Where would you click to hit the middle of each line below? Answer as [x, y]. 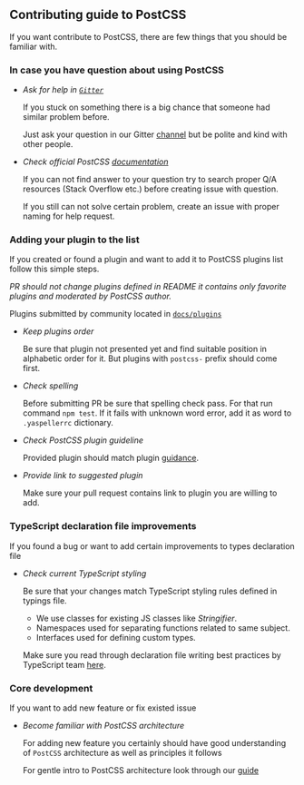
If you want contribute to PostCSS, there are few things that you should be [148, 36]
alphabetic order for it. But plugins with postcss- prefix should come [150, 358]
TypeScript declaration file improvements [103, 526]
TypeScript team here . [64, 664]
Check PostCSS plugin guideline [83, 440]
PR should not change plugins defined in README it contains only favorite [148, 287]
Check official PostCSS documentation [95, 162]
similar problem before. [66, 117]
